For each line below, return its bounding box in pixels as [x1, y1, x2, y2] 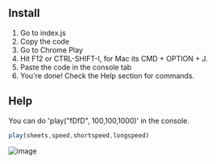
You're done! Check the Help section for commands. [19, 70, 195, 80]
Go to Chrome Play [19, 44, 83, 55]
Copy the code [19, 36, 70, 46]
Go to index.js [19, 27, 66, 37]
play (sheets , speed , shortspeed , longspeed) [8, 131, 150, 140]
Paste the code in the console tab [19, 62, 132, 72]
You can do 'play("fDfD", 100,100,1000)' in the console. [8, 116, 190, 125]
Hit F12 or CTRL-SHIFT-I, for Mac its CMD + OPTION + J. [19, 53, 208, 63]
